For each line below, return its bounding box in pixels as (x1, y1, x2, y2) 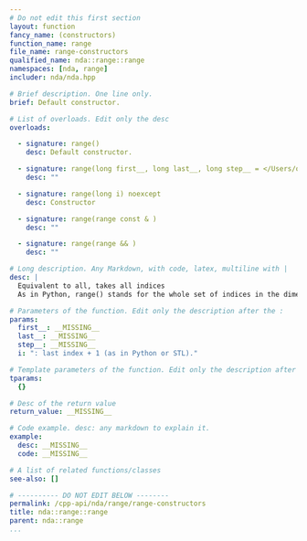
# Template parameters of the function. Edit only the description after (9, 365, 297, 375)
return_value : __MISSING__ (9, 408, 112, 417)
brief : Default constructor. (9, 98, 121, 107)
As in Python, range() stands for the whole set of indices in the (17, 290, 281, 299)
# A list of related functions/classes (9, 465, 162, 475)
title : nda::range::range (9, 508, 108, 517)
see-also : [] (9, 474, 59, 483)
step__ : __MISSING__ (17, 340, 96, 350)
